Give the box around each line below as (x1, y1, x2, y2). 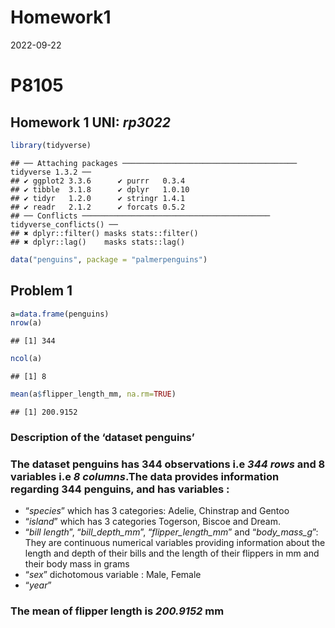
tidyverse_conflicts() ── (10, 219, 118, 230)
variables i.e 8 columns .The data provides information (10, 469, 280, 483)
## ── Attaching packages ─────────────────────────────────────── (10, 158, 298, 168)
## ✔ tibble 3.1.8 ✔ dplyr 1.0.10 (10, 184, 190, 195)
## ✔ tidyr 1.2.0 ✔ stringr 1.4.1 (10, 193, 186, 203)
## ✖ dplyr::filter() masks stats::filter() (10, 228, 199, 238)
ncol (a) (10, 354, 43, 364)
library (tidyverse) (10, 140, 92, 150)
